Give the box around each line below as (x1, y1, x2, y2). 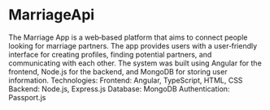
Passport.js (8, 92, 46, 102)
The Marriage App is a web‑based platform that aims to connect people (8, 32, 248, 42)
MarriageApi (8, 6, 95, 24)
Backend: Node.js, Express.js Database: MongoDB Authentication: (8, 83, 230, 94)
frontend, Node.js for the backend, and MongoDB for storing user (8, 66, 228, 76)
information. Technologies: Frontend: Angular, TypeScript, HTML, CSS (8, 75, 243, 85)
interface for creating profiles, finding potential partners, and (8, 49, 212, 59)
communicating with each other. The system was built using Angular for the (8, 58, 262, 68)
